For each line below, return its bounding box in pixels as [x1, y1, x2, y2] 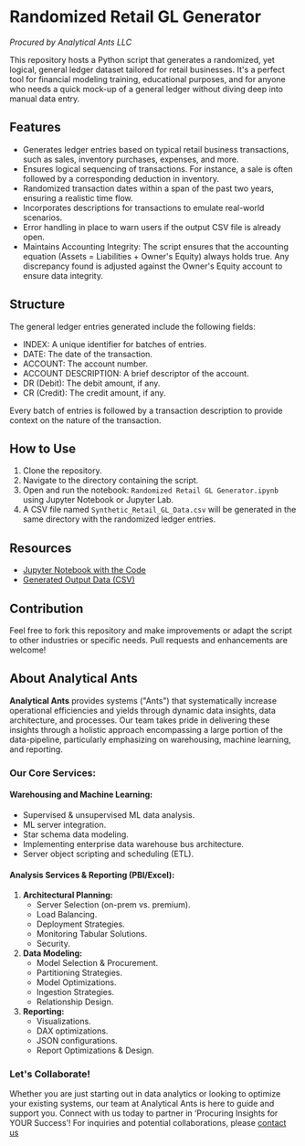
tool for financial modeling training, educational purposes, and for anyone [9, 73, 286, 84]
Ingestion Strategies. [36, 987, 115, 998]
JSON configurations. [36, 1035, 119, 1046]
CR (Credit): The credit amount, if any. [22, 387, 166, 398]
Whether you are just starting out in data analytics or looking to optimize [9, 1088, 281, 1099]
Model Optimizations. [36, 977, 117, 988]
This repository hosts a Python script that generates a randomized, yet [9, 54, 276, 65]
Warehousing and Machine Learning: [9, 789, 153, 801]
